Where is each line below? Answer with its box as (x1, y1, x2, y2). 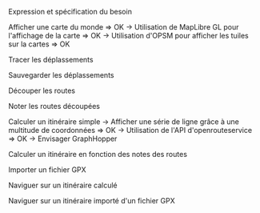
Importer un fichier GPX (8, 165, 86, 175)
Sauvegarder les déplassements (8, 70, 114, 79)
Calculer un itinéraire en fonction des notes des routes (8, 150, 188, 159)
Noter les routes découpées (8, 102, 100, 111)
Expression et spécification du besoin (8, 7, 132, 16)
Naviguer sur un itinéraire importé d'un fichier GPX (8, 196, 175, 205)
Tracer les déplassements (8, 55, 94, 64)
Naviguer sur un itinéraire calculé (8, 180, 118, 190)
